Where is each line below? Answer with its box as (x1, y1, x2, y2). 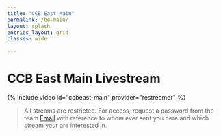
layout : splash (7, 23, 51, 29)
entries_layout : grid (7, 29, 69, 36)
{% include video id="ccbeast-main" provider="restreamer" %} (7, 94, 186, 102)
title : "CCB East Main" (7, 10, 75, 17)
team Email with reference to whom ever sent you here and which (23, 114, 209, 122)
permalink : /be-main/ (7, 16, 69, 23)
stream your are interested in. (23, 121, 107, 130)
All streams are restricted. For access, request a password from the (23, 107, 214, 115)
